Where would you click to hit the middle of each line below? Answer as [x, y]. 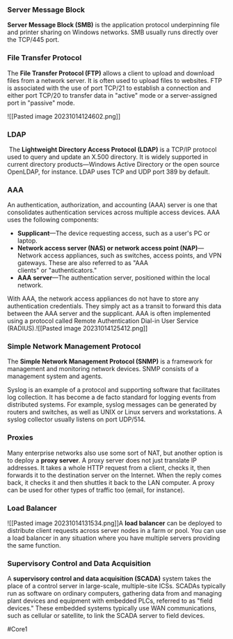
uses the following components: [53, 220]
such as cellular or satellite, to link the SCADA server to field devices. [106, 616]
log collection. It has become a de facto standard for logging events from [112, 397]
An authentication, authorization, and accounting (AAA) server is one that [112, 205]
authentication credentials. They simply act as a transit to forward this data [114, 306]
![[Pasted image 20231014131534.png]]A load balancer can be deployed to [115, 523]
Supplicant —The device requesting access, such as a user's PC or [113, 233]
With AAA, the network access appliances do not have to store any [103, 299]
